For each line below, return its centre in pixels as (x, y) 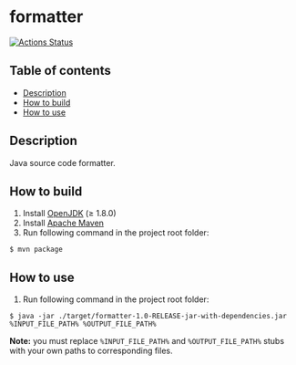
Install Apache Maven (63, 223)
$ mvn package (36, 250)
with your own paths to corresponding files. (91, 351)
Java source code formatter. (62, 162)
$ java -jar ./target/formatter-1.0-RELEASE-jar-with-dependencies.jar (148, 317)
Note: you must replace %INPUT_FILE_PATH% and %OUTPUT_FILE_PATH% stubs (147, 341)
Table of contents (60, 71)
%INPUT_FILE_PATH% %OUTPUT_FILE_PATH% (83, 324)
